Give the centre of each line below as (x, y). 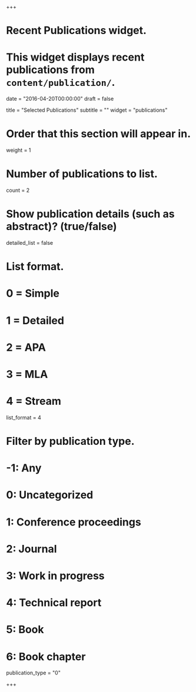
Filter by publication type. (70, 441)
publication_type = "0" (33, 673)
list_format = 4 (24, 417)
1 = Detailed (35, 320)
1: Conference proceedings (74, 522)
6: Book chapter (46, 656)
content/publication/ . (61, 82)
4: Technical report (54, 603)
